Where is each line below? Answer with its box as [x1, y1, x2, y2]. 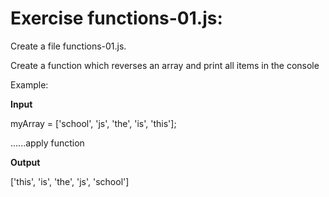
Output [10, 156, 41, 168]
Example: [10, 78, 49, 91]
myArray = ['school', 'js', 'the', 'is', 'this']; [10, 117, 177, 129]
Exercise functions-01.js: [10, 7, 223, 30]
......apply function [10, 137, 85, 149]
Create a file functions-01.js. [10, 40, 127, 52]
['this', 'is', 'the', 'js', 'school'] [10, 175, 130, 187]
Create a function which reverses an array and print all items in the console [10, 59, 320, 71]
